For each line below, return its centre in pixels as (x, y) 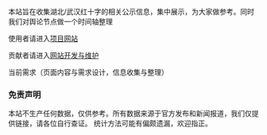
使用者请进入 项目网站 (43, 39)
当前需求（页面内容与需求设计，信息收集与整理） (88, 72)
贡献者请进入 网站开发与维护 (54, 55)
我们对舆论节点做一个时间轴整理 (60, 21)
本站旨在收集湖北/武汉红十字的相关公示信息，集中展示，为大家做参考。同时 (132, 12)
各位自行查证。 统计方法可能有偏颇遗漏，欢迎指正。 (127, 123)
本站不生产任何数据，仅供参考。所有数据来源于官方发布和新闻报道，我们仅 (130, 114)
